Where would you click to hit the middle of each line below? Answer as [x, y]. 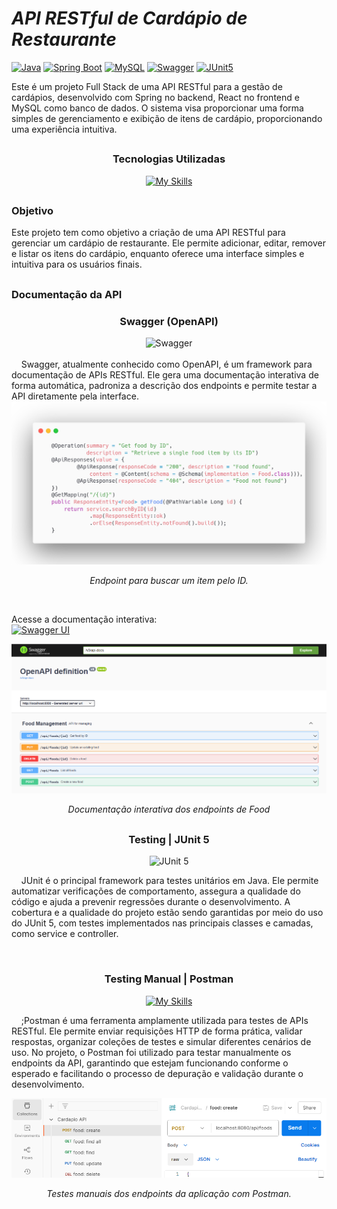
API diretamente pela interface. [75, 396]
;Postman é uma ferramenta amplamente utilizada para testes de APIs [164, 1020]
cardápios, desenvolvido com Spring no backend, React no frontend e [155, 97]
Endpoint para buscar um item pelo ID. [169, 580]
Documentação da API [67, 294]
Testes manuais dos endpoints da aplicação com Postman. [169, 1194]
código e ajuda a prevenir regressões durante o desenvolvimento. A [151, 902]
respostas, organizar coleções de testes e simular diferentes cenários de [161, 1041]
